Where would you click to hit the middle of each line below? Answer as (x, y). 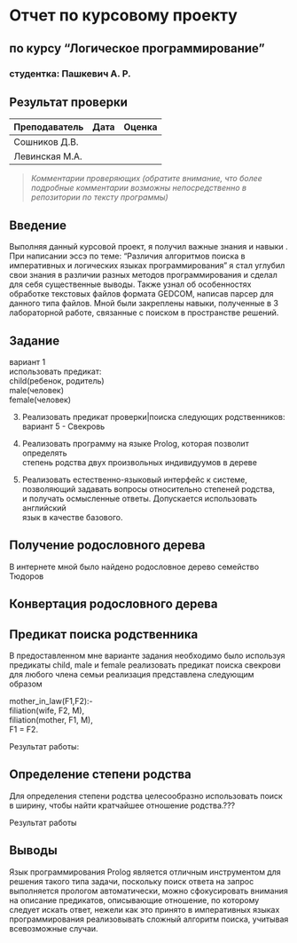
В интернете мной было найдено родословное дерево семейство (134, 567)
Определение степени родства (101, 775)
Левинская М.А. (48, 156)
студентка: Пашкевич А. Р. (70, 74)
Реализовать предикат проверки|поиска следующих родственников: (153, 416)
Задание (35, 341)
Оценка (141, 127)
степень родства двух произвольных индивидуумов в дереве (139, 462)
